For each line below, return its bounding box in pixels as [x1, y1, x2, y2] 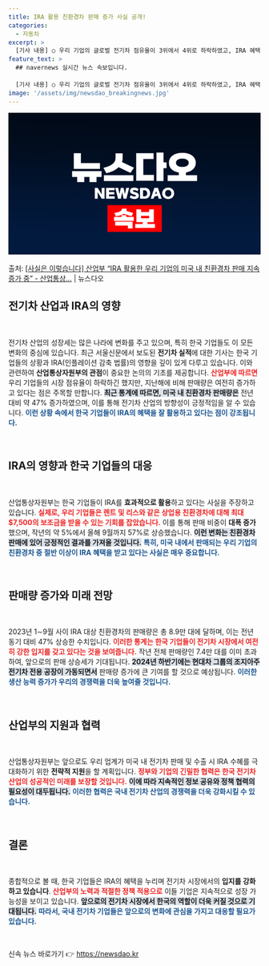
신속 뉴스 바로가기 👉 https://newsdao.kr [8, 949, 139, 959]
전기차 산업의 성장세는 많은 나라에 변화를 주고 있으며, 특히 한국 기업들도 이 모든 [8, 337, 254, 347]
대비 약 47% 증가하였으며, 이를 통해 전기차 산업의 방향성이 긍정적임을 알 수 [8, 398, 242, 407]
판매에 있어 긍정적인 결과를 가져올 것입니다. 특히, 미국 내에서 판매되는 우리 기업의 [8, 537, 258, 547]
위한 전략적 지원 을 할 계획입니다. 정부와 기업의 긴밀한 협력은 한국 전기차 [35, 766, 256, 777]
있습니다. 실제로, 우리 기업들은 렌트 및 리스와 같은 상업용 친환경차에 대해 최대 [8, 507, 244, 517]
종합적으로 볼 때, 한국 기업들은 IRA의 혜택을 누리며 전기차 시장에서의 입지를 [8, 876, 242, 886]
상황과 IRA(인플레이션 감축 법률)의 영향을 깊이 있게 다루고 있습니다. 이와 [29, 358, 254, 367]
